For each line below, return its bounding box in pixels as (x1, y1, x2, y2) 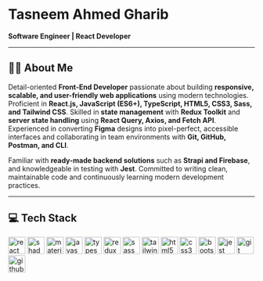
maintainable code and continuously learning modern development (8, 172, 225, 182)
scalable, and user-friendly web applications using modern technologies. (8, 90, 249, 99)
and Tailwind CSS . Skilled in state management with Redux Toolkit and (8, 107, 240, 117)
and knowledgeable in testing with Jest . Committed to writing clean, (8, 164, 229, 173)
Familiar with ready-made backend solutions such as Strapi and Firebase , (8, 155, 250, 165)
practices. (8, 180, 41, 189)
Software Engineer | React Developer (8, 31, 131, 41)
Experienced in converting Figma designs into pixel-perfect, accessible (8, 124, 239, 133)
